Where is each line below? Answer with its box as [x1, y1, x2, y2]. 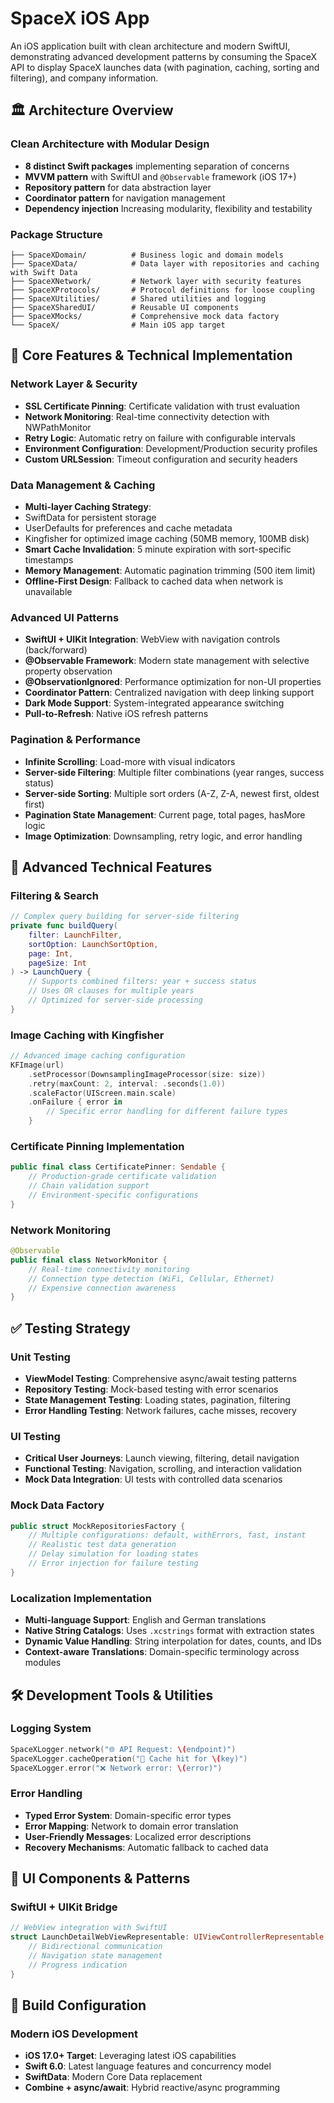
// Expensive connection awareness [28, 1283, 177, 1293]
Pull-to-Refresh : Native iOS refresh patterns [24, 708, 209, 720]
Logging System [10, 1722, 92, 1736]
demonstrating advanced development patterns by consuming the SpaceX [10, 50, 317, 62]
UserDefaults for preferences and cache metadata [24, 522, 233, 534]
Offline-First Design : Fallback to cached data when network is [24, 575, 284, 587]
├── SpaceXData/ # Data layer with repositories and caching [10, 258, 320, 269]
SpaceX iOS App [10, 7, 150, 30]
